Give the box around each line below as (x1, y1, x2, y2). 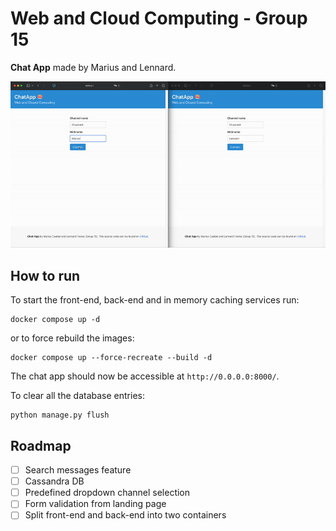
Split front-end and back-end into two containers (24, 509, 227, 521)
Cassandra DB (24, 475, 85, 487)
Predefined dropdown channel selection (24, 487, 191, 499)
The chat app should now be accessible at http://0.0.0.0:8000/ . (10, 370, 280, 382)
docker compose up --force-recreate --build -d (10, 353, 213, 363)
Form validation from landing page (24, 498, 167, 510)
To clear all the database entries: (10, 390, 145, 402)
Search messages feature (24, 464, 132, 476)
